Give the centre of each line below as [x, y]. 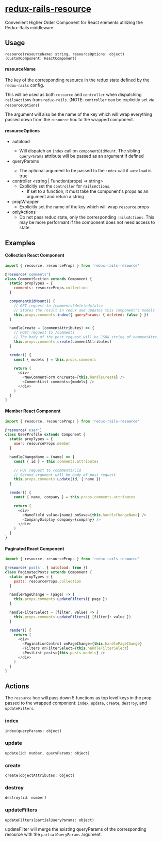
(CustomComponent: [24, 58]
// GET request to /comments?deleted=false [58, 306]
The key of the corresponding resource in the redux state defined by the [77, 80]
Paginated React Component [35, 549]
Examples [20, 243]
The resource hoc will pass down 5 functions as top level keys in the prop [78, 698]
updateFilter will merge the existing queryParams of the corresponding [76, 829]
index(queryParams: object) [33, 731]
